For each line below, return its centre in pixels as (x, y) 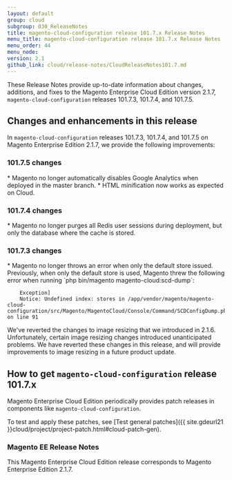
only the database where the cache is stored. (71, 233)
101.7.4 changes (35, 210)
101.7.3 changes (35, 251)
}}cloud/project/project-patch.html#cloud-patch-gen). (84, 430)
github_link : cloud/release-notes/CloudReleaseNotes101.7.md (97, 65)
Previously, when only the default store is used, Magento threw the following (116, 273)
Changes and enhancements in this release (103, 121)
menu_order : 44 (29, 46)
